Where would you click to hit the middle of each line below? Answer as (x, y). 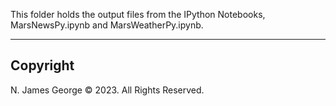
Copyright (42, 65)
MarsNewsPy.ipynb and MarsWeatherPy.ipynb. (107, 25)
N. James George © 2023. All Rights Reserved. (107, 90)
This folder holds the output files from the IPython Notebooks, (138, 14)
